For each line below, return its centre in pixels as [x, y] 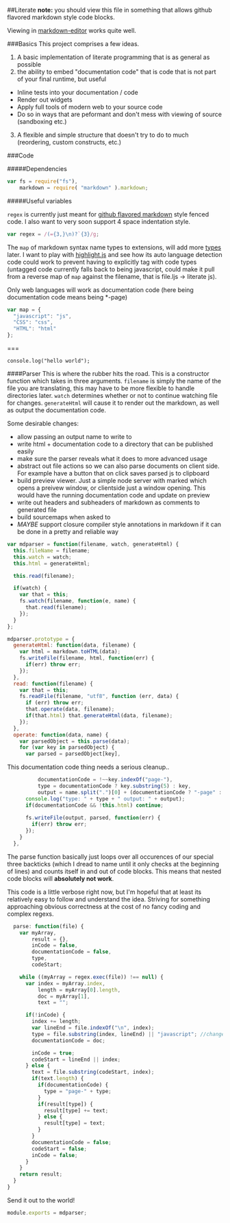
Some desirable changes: [43, 423]
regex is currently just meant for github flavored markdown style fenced [108, 214]
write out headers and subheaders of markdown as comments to [108, 502]
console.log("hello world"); [49, 361]
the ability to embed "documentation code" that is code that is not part [116, 72]
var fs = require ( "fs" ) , [42, 181]
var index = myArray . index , [65, 983]
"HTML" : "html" [35, 329]
